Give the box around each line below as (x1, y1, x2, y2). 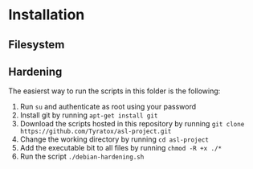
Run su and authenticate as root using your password (19, 102, 197, 112)
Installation (8, 6, 85, 24)
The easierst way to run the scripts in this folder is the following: (8, 86, 221, 96)
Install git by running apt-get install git (19, 110, 158, 120)
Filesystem (8, 38, 65, 52)
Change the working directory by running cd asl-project (19, 134, 209, 144)
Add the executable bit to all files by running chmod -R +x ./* (19, 143, 222, 153)
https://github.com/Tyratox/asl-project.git (19, 127, 172, 136)
